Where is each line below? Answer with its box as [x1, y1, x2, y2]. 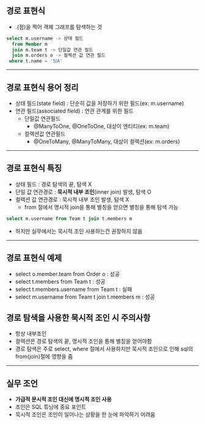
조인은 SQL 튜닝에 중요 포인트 [15, 403, 87, 411]
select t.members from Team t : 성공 [15, 277, 106, 285]
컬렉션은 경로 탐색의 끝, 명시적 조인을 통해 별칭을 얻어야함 [15, 338, 153, 345]
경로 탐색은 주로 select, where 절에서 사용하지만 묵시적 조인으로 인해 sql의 [15, 345, 193, 353]
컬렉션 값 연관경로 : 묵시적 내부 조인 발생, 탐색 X [15, 196, 129, 203]
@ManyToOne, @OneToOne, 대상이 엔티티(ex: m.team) [33, 123, 170, 130]
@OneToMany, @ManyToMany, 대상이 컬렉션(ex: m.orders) [33, 138, 180, 145]
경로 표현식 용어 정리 [6, 82, 79, 93]
